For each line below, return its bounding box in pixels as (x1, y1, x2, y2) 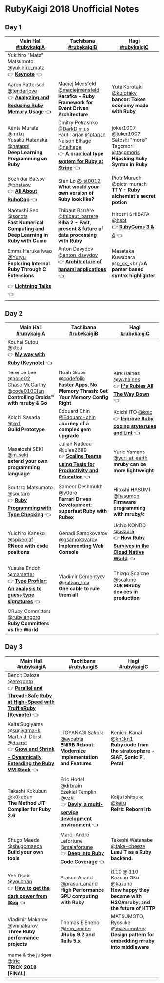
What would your (58, 184, 99, 190)
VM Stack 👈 (7, 766, 38, 773)
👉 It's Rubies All (113, 382, 154, 389)
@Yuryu (7, 254, 26, 261)
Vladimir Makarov (7, 916, 48, 923)
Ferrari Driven (58, 495, 92, 502)
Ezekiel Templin (60, 788, 97, 795)
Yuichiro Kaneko (7, 530, 45, 537)
